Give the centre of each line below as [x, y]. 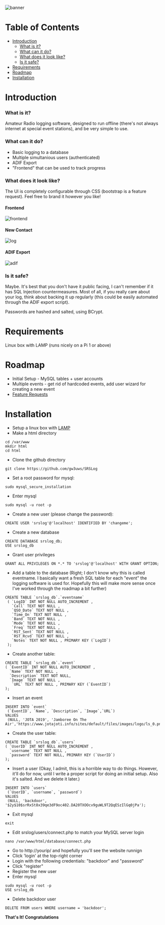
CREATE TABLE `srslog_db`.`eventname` [45, 597]
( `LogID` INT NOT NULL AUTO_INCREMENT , [50, 602]
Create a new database [36, 532]
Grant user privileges [33, 554]
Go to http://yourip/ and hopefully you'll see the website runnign [77, 850]
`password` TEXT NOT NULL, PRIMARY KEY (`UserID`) [62, 755]
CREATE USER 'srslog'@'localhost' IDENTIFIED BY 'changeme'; [69, 523]
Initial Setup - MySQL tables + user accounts [57, 378]
